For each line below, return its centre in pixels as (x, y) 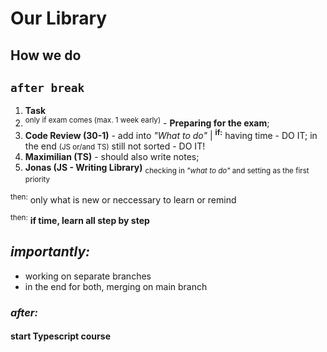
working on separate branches (88, 276)
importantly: (50, 252)
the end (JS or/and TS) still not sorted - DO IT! (115, 146)
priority (37, 179)
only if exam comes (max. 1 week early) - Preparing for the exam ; (147, 122)
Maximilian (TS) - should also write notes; (112, 156)
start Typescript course (60, 336)
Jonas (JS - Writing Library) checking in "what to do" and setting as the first (167, 168)
